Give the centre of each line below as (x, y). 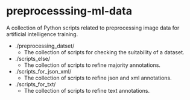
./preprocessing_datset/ (45, 46)
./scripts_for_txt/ (35, 84)
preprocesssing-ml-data (69, 11)
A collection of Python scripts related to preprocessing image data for (93, 28)
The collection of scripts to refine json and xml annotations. (98, 78)
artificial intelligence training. (42, 34)
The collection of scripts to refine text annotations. (87, 90)
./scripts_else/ (32, 58)
